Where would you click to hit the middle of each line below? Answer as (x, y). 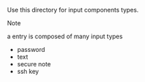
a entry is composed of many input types (65, 36)
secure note (34, 64)
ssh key (28, 71)
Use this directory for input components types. (73, 10)
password (31, 50)
